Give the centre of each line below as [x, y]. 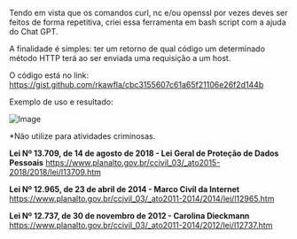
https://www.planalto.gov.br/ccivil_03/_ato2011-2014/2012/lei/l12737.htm [141, 225]
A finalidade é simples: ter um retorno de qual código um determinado [137, 49]
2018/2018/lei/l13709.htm [55, 172]
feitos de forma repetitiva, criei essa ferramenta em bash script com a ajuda [148, 22]
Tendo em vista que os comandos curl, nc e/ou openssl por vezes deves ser [148, 13]
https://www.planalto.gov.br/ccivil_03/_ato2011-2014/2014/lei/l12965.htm [142, 199]
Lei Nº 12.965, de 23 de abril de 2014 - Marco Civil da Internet [125, 189]
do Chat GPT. [34, 31]
